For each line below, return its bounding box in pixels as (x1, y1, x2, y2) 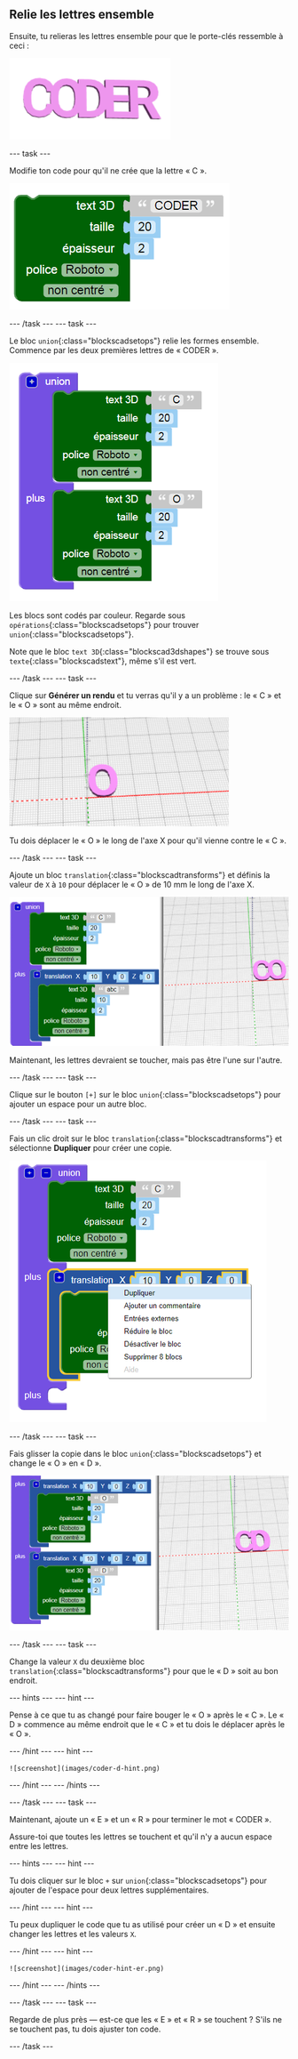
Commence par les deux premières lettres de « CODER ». (9, 344, 219, 355)
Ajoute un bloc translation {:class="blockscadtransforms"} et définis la (9, 869, 271, 880)
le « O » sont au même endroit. (9, 699, 122, 710)
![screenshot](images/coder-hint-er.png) (9, 1965, 165, 1974)
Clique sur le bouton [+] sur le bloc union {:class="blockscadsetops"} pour (9, 1089, 281, 1099)
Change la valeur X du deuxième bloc (9, 1656, 145, 1667)
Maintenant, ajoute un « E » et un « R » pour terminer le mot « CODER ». (9, 1814, 272, 1825)
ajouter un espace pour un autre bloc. (9, 1098, 147, 1109)
